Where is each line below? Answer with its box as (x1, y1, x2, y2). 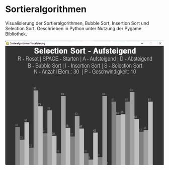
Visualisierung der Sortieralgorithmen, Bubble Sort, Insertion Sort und (5, 20, 149, 26)
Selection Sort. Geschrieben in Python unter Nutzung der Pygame (5, 25, 142, 31)
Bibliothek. (5, 31, 28, 37)
